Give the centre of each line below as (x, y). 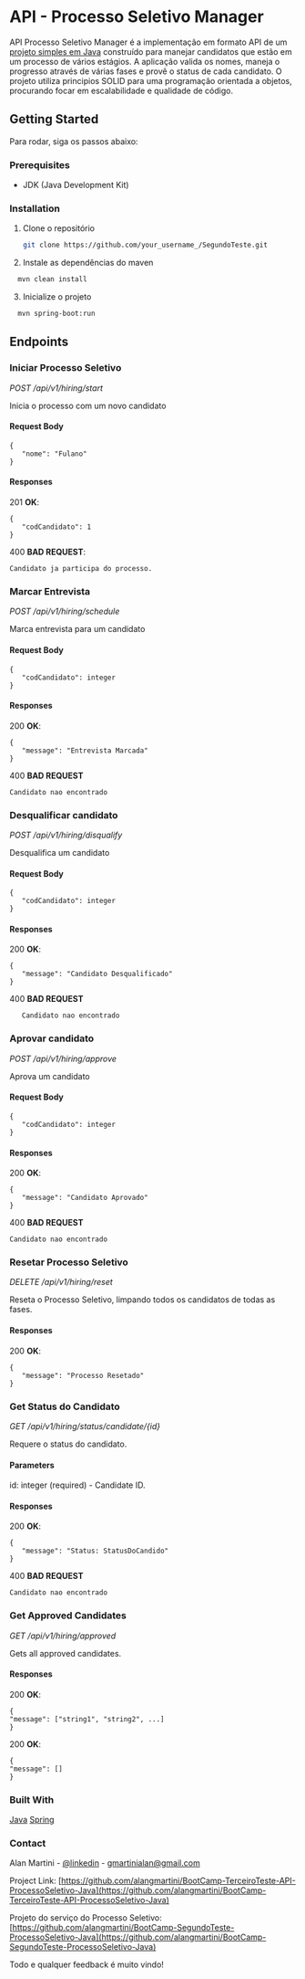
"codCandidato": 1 (56, 527)
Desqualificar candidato (64, 815)
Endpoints (39, 342)
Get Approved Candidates (68, 1616)
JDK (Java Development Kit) (76, 185)
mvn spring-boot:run (56, 314)
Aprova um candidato (50, 1076)
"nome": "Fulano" (55, 454)
